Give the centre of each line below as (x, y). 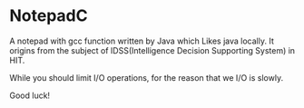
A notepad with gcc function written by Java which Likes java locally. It (142, 41)
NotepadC (49, 16)
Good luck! (30, 95)
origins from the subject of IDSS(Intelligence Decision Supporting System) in (152, 50)
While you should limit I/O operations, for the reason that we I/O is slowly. (147, 77)
